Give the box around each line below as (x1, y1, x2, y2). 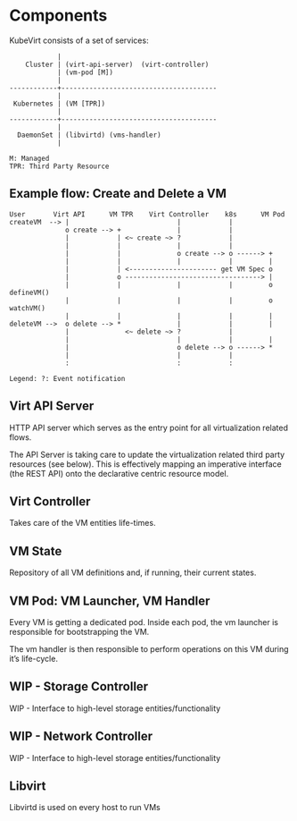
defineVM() (9, 288, 50, 297)
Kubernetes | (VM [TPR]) (12, 99, 105, 108)
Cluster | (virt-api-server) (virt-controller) (25, 60, 210, 69)
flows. (9, 431, 32, 443)
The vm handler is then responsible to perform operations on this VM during (9, 644, 289, 654)
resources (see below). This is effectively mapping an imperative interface (9, 458, 283, 470)
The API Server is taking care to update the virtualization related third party (9, 449, 285, 460)
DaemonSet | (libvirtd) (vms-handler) (17, 131, 162, 140)
